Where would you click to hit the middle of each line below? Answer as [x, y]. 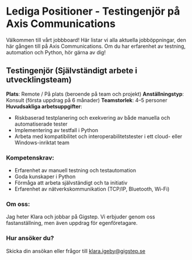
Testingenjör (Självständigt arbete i [72, 71]
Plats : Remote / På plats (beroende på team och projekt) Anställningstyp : [95, 94]
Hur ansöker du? [30, 238]
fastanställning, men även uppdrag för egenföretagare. [72, 223]
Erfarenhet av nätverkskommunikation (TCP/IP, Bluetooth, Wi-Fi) [92, 189]
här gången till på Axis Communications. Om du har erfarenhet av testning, [96, 46]
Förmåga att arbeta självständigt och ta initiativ [71, 183]
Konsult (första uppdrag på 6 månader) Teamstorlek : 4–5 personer [87, 100]
